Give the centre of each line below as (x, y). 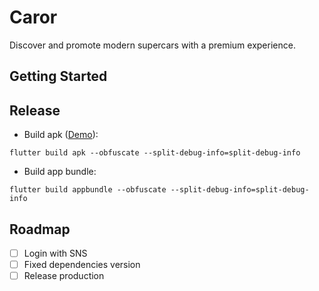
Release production (64, 276)
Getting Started (58, 76)
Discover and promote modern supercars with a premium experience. (152, 45)
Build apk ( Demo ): (61, 135)
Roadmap (40, 229)
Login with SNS (55, 253)
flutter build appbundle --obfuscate (88, 190)
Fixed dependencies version (82, 265)
